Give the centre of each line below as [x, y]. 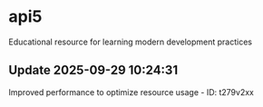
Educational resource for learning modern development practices [131, 42]
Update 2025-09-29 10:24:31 [93, 70]
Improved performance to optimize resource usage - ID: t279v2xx [131, 92]
